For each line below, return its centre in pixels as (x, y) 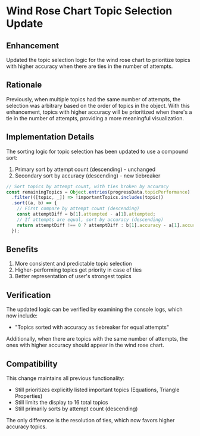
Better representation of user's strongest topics (73, 276)
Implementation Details (50, 137)
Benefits (22, 249)
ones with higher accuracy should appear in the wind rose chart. (85, 345)
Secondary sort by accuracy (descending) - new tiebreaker (87, 175)
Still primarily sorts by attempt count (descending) (76, 409)
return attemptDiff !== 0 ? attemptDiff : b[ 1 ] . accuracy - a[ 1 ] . (100, 225)
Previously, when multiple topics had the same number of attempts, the (93, 99)
